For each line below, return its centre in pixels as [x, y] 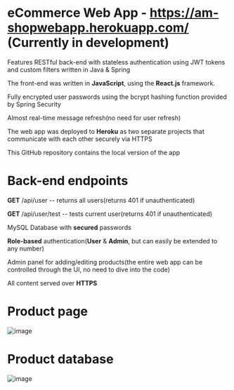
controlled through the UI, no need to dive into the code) [89, 269]
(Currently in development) [89, 43]
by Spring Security [34, 104]
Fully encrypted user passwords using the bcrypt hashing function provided [117, 97]
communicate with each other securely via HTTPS [80, 139]
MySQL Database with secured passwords [69, 227]
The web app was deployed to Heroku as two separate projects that [106, 131]
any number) [26, 248]
